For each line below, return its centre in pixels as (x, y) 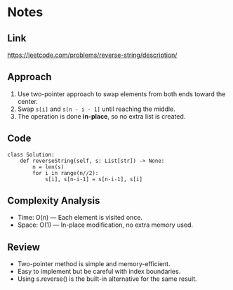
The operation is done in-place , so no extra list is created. (101, 116)
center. (28, 101)
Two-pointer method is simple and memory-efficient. (94, 264)
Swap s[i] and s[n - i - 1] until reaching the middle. (96, 109)
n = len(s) (48, 167)
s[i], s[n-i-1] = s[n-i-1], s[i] (93, 179)
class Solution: (31, 154)
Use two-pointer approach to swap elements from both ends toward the (121, 94)
